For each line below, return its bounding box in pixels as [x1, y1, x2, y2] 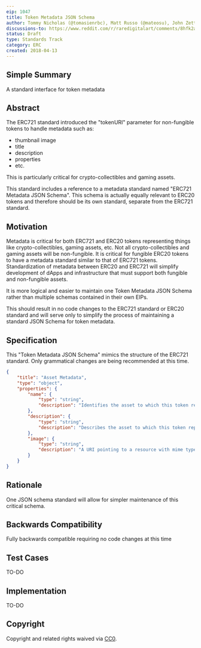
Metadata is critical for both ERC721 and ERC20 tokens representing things [6, 237, 191, 245]
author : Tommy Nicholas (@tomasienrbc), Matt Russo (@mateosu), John [6, 20, 184, 26]
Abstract [6, 103, 40, 113]
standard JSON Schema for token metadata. [6, 318, 115, 325]
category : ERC [6, 42, 42, 48]
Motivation [6, 222, 48, 232]
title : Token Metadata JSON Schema [6, 14, 95, 20]
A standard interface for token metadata [6, 85, 105, 93]
